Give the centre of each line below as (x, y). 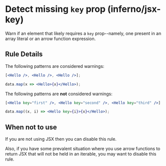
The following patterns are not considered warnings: (59, 94)
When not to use (31, 127)
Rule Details (24, 54)
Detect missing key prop (55, 9)
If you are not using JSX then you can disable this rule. (61, 139)
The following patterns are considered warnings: (55, 66)
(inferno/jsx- (134, 9)
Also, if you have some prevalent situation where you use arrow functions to (83, 149)
